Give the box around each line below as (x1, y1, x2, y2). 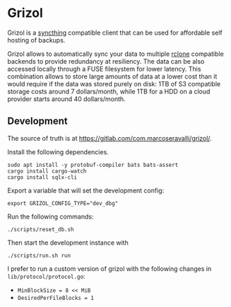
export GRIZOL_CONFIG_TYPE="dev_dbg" (7, 199, 119, 207)
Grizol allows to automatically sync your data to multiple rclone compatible (7, 50, 224, 58)
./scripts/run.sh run (7, 252, 71, 259)
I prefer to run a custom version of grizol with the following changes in (7, 264, 212, 273)
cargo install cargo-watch (7, 168, 87, 175)
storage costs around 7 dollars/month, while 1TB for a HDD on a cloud (7, 87, 211, 95)
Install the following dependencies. (7, 147, 109, 156)
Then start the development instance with (7, 238, 129, 247)
